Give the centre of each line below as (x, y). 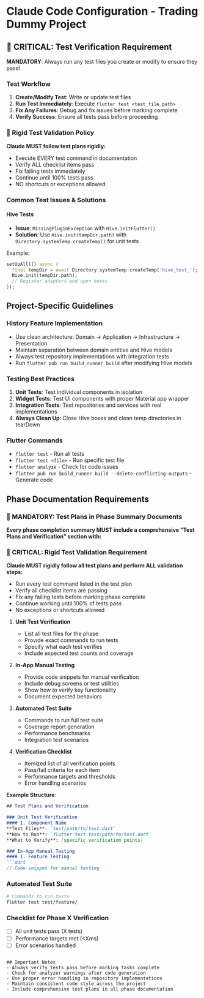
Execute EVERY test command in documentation (76, 158)
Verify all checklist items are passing (61, 591)
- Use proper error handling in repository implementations (85, 978)
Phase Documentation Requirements (78, 499)
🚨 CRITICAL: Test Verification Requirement (89, 47)
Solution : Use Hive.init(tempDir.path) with (71, 235)
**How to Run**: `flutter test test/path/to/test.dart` (79, 834)
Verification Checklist (43, 752)
